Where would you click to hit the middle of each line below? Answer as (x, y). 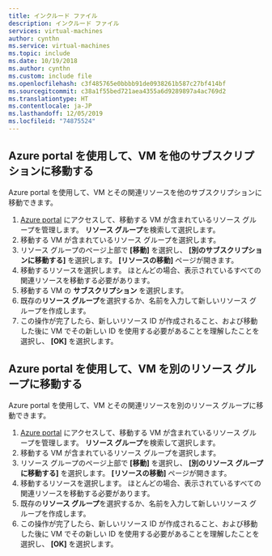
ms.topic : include (39, 53)
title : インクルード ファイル (53, 16)
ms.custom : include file (50, 76)
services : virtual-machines (56, 31)
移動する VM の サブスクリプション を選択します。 (104, 290)
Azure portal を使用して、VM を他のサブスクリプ (132, 156)
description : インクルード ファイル (64, 23)
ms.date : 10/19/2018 (43, 62)
